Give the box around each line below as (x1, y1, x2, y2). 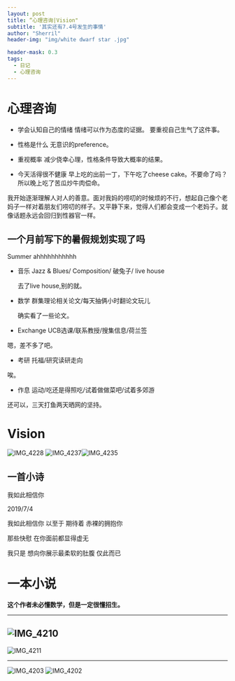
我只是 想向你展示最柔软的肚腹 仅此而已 (7, 549, 121, 557)
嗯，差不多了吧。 (7, 341, 57, 350)
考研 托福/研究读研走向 (17, 356, 83, 365)
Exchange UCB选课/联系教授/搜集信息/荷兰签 (17, 326, 148, 335)
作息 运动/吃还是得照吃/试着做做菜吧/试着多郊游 (17, 386, 155, 394)
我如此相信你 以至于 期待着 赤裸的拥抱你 (7, 519, 123, 528)
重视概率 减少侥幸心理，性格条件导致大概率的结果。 (17, 155, 166, 163)
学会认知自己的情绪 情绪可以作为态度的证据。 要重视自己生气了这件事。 (17, 125, 224, 134)
